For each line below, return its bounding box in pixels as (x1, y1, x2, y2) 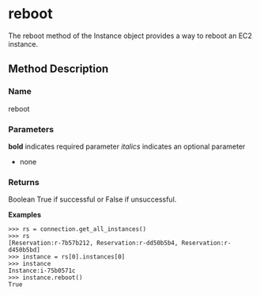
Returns (8, 176, 40, 187)
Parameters (8, 123, 54, 134)
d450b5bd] (8, 246, 41, 254)
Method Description (8, 62, 109, 76)
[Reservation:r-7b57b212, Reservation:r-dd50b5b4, (8, 239, 179, 248)
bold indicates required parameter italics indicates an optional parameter (8, 142, 246, 151)
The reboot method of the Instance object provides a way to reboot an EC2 (8, 31, 253, 40)
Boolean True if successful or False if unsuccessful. (8, 195, 177, 204)
